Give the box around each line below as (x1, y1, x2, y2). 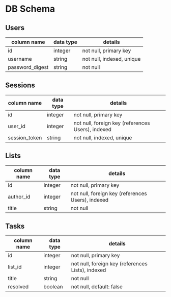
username (8, 56, 32, 62)
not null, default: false (71, 283, 123, 290)
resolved (8, 283, 29, 290)
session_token (8, 134, 42, 141)
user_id (8, 122, 25, 130)
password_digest (8, 64, 49, 70)
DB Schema (5, 3, 55, 15)
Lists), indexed (71, 266, 106, 274)
